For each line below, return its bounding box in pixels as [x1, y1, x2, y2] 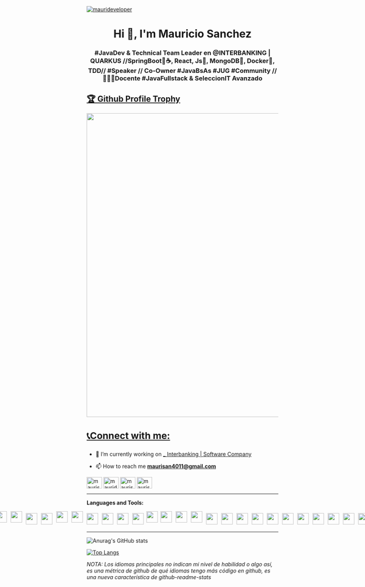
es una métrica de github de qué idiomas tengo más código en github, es [86, 567, 271, 574]
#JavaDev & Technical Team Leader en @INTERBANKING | [94, 49, 271, 57]
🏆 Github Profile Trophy [86, 94, 181, 104]
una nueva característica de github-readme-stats [86, 573, 212, 580]
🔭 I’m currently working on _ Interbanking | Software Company [95, 450, 252, 458]
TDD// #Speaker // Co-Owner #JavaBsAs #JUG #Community [88, 67, 271, 75]
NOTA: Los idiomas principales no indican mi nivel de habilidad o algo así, [86, 560, 273, 568]
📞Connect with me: [86, 430, 170, 442]
